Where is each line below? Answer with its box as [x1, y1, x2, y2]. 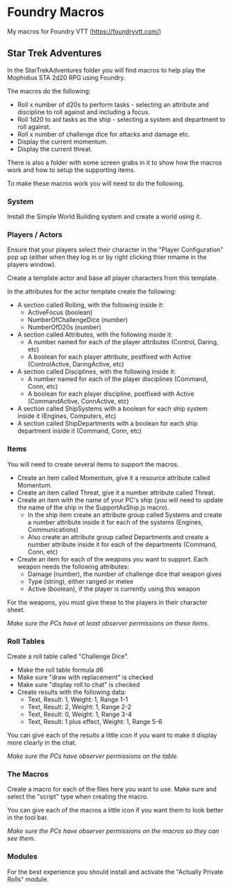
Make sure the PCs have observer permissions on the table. [7, 752, 179, 760]
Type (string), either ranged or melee [27, 577, 134, 585]
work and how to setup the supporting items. [7, 165, 135, 174]
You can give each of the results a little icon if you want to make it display [7, 731, 217, 739]
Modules [7, 851, 38, 861]
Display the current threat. [17, 144, 92, 153]
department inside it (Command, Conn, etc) [17, 426, 142, 435]
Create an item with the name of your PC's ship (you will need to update [17, 495, 224, 504]
